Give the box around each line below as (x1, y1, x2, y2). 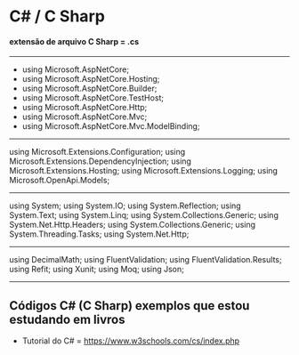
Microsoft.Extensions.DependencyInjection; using (9, 156, 191, 166)
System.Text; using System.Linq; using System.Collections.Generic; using (9, 210, 279, 221)
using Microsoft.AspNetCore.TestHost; (21, 93, 165, 103)
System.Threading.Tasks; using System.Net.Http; (9, 229, 190, 239)
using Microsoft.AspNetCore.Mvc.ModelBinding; (21, 121, 200, 132)
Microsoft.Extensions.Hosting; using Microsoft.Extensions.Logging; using (9, 165, 279, 176)
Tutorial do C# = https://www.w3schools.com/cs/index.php (21, 335, 240, 346)
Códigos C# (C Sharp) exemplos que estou (9, 298, 250, 313)
